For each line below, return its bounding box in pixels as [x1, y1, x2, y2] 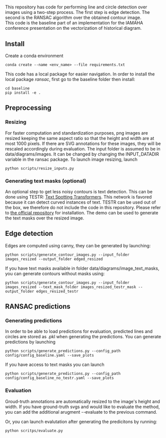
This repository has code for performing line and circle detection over [5, 4, 148, 10]
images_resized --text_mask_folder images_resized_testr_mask [5, 285, 136, 290]
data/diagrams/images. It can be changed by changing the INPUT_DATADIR [5, 151, 160, 157]
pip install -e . [5, 90, 41, 95]
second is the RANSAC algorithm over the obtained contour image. [5, 14, 142, 21]
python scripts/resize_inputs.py [5, 166, 74, 171]
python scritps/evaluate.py [5, 428, 63, 433]
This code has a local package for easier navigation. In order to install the [5, 71, 155, 77]
